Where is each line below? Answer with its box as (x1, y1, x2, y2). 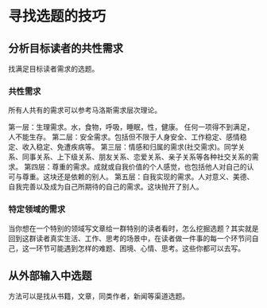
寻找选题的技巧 (8, 7, 106, 25)
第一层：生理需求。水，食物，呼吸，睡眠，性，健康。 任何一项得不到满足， (8, 123, 254, 132)
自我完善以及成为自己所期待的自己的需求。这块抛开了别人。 (8, 182, 203, 192)
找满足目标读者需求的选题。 (8, 64, 99, 73)
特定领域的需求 (8, 204, 66, 215)
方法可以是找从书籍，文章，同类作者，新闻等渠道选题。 (8, 291, 189, 301)
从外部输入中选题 (8, 268, 92, 283)
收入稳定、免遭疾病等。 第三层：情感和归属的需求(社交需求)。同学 (21, 142, 238, 152)
